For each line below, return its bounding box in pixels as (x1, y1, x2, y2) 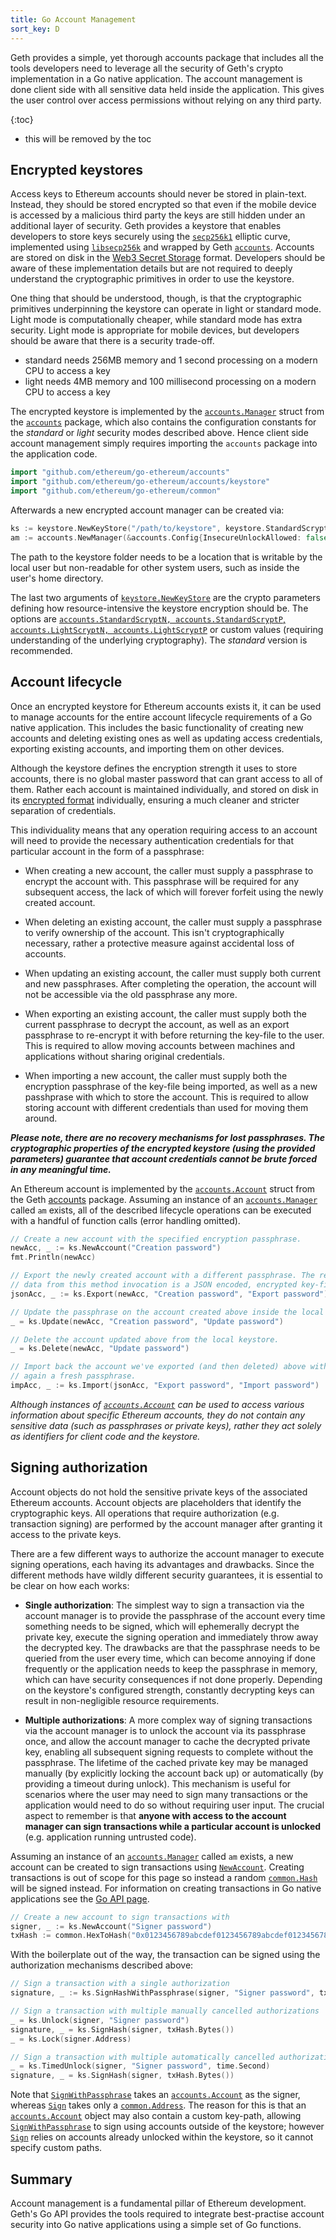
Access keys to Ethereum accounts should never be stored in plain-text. (10, 188, 307, 200)
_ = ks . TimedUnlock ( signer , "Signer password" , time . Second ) (10, 2061, 271, 2071)
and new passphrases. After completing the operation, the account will (24, 977, 317, 990)
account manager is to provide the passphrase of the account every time (24, 1609, 326, 1621)
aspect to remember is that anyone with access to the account (24, 1809, 287, 1821)
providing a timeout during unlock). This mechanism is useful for (24, 1777, 292, 1790)
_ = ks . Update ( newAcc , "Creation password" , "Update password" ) (10, 1316, 284, 1326)
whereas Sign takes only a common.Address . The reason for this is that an (10, 2099, 307, 2111)
